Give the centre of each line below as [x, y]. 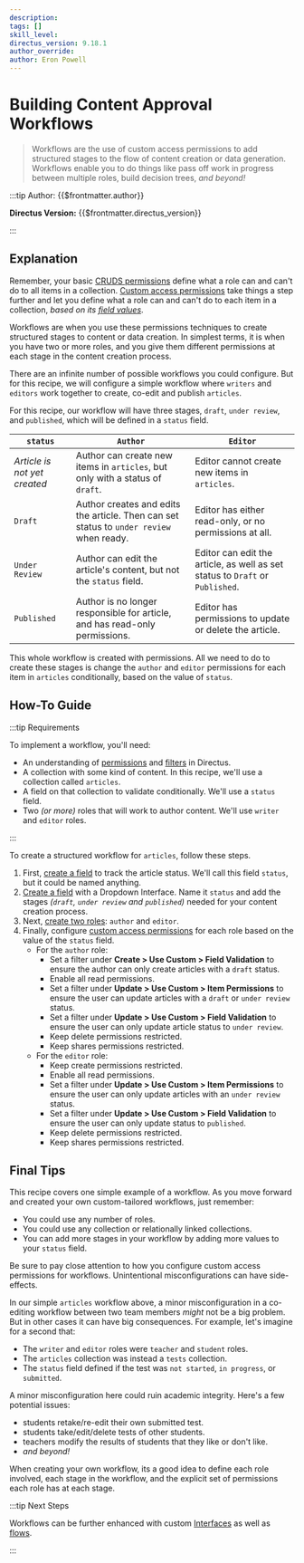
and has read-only [115, 624]
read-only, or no [229, 521]
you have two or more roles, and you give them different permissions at [142, 346]
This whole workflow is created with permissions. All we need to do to [140, 657]
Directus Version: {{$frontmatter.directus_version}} [105, 213]
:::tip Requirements [44, 727]
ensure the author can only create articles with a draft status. [165, 969]
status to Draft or [231, 575]
